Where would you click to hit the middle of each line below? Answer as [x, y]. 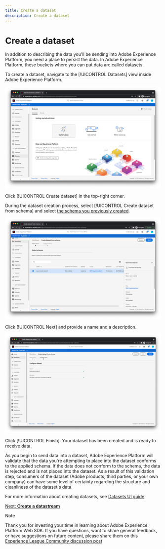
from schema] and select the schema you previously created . [67, 211]
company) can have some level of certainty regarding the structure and [78, 482]
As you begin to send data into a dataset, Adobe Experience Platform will [79, 456]
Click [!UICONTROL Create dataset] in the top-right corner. [65, 196]
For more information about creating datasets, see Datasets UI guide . [75, 497]
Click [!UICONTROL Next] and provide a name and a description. [71, 327]
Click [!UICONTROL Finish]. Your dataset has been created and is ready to [81, 441]
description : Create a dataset [37, 16]
